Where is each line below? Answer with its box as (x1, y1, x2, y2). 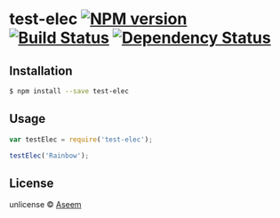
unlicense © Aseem (9, 199, 82, 210)
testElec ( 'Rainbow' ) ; (9, 151, 90, 160)
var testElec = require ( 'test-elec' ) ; (9, 134, 153, 144)
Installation (9, 63, 73, 78)
